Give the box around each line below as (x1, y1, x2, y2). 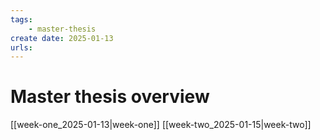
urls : (10, 42, 33, 53)
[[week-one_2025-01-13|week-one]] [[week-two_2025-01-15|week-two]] (10, 119, 312, 131)
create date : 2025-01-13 (10, 33, 114, 43)
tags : (10, 14, 33, 25)
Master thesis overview (10, 86, 210, 108)
